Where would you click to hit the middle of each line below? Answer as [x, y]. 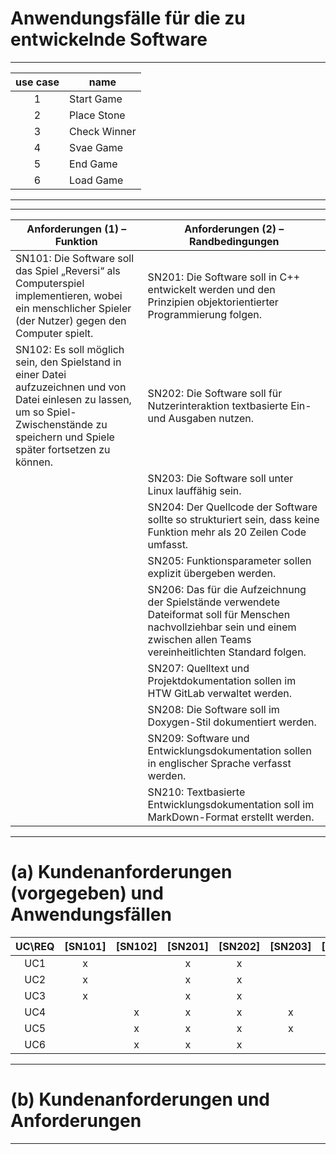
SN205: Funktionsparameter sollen [229, 560]
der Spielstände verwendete [214, 602]
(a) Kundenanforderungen [121, 872]
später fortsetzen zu [63, 449]
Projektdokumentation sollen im [222, 680]
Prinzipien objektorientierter [213, 302]
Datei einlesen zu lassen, [73, 399]
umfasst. [168, 544]
